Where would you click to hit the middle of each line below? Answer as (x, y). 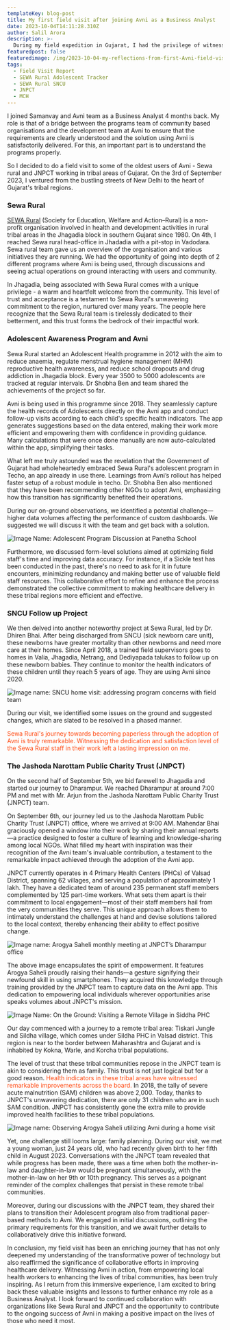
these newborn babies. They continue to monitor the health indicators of (109, 664)
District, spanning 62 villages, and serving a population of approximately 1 (111, 880)
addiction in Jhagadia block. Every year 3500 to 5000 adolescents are (106, 375)
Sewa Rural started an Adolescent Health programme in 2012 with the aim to (115, 353)
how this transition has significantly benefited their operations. (95, 497)
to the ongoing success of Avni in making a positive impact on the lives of (111, 1314)
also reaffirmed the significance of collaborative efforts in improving (103, 1263)
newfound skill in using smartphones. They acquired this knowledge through (115, 980)
